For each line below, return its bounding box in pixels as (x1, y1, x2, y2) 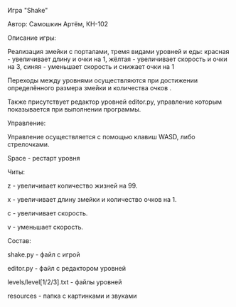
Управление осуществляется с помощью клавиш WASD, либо (7, 133, 195, 141)
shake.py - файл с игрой (7, 250, 80, 259)
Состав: (7, 237, 31, 244)
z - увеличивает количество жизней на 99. (7, 181, 138, 190)
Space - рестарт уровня (7, 154, 80, 162)
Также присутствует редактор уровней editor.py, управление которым (7, 97, 222, 106)
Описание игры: (7, 33, 57, 42)
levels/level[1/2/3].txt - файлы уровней (7, 278, 122, 286)
